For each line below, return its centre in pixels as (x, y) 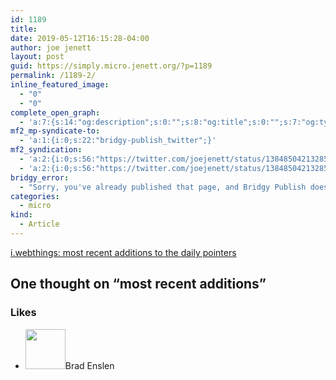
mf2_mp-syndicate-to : (55, 131)
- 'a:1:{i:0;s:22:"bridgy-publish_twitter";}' (118, 141)
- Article (39, 224)
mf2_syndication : (46, 150)
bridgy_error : (40, 177)
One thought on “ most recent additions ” (138, 284)
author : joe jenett (51, 47)
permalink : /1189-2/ (53, 76)
